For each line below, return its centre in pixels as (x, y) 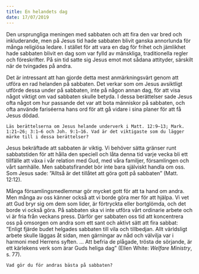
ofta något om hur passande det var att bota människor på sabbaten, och (96, 102)
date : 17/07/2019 (28, 17)
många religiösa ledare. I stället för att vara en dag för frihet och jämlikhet (96, 47)
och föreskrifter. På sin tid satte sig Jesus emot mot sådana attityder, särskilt (99, 60)
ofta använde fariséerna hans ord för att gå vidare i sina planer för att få (94, 109)
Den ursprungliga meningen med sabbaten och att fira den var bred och (94, 34)
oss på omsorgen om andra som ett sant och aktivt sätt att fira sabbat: (92, 222)
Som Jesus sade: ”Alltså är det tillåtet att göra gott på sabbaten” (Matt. (92, 173)
